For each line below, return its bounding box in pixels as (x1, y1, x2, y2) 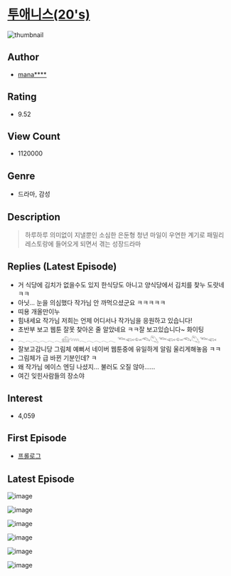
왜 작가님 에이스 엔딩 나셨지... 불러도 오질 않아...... (17, 362, 156, 371)
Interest (7, 393, 43, 405)
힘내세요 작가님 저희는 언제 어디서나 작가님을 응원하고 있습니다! (17, 316, 193, 324)
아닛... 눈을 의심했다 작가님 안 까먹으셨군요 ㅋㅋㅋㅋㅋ (17, 298, 166, 307)
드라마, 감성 (17, 190, 51, 198)
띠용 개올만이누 (17, 307, 60, 316)
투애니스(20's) (7, 6, 90, 23)
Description (7, 211, 60, 223)
